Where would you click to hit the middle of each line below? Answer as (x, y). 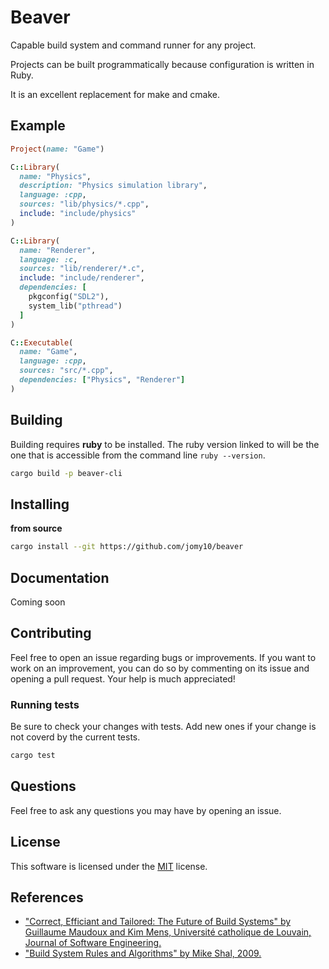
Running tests (45, 704)
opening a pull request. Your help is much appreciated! (123, 678)
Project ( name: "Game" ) (57, 149)
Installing (40, 504)
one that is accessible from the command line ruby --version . (138, 455)
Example (38, 126)
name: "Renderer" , (58, 250)
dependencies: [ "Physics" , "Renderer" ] (102, 380)
